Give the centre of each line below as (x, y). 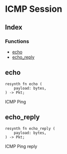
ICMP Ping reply (21, 146)
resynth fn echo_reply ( (30, 128)
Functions (17, 41)
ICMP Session (34, 9)
